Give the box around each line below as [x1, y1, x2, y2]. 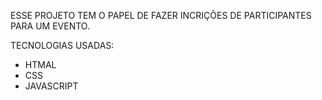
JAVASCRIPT [24, 80, 79, 92]
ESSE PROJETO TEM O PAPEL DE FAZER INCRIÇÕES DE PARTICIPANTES [10, 10, 312, 21]
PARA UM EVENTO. [10, 20, 90, 32]
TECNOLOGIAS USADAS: [10, 40, 115, 51]
